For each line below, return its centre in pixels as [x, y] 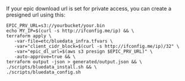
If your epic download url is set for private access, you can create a [89, 9]
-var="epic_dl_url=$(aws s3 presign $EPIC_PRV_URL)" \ [83, 51]
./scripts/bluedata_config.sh [44, 72]
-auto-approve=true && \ [45, 57]
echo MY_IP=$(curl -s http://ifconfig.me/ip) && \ [70, 31]
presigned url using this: [36, 15]
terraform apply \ [29, 36]
